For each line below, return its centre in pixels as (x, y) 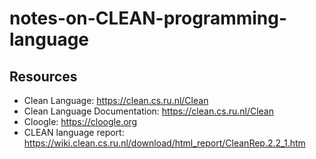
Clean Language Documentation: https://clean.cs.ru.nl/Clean (148, 111)
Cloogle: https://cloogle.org (80, 121)
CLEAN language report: (74, 132)
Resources (43, 76)
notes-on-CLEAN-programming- (148, 18)
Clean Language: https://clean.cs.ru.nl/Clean (116, 100)
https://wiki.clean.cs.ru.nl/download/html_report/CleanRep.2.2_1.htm (164, 143)
